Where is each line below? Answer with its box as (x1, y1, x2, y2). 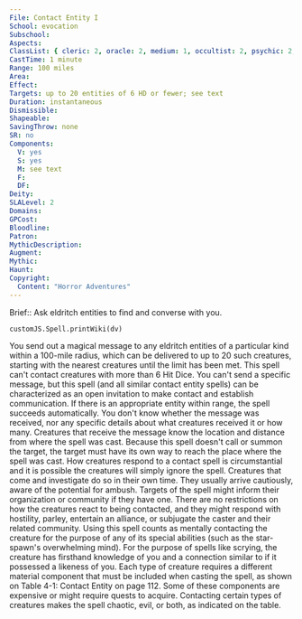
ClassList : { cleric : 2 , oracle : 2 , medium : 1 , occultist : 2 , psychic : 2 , (9, 47, 297, 56)
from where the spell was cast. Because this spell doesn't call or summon (9, 436, 283, 447)
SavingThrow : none (9, 123, 78, 132)
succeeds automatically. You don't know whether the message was (9, 408, 260, 418)
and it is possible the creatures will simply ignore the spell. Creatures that (9, 464, 282, 475)
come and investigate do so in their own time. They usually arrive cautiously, (9, 474, 294, 485)
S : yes (17, 155, 42, 165)
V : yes (17, 147, 42, 156)
